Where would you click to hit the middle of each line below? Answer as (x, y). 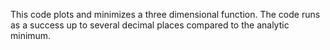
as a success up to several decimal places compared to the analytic (150, 25)
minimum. (31, 35)
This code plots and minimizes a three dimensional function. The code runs (165, 14)
